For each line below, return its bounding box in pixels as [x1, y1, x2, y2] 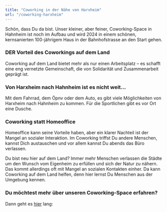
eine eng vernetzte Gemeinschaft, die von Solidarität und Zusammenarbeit [5, 66, 158, 72]
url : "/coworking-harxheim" [5, 12, 64, 17]
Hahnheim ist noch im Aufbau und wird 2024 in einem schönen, [5, 31, 136, 37]
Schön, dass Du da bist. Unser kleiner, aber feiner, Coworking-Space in [5, 26, 152, 32]
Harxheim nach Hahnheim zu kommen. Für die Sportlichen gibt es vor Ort [5, 100, 156, 107]
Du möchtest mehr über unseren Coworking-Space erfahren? [5, 189, 158, 196]
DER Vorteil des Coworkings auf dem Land [5, 49, 110, 56]
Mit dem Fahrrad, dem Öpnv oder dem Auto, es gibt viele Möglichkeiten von [5, 95, 161, 101]
